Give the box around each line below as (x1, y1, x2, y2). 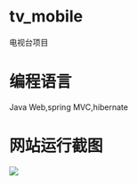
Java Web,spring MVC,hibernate (9, 101, 129, 113)
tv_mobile (9, 6, 83, 27)
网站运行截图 (9, 136, 104, 156)
